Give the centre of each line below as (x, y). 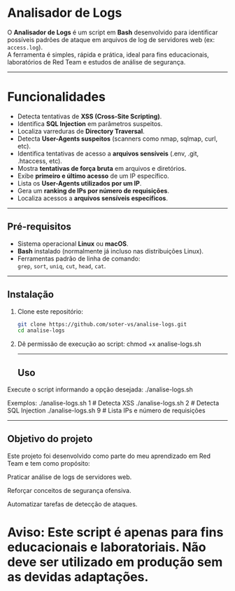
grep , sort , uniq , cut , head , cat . (62, 266)
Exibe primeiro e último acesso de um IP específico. (93, 176)
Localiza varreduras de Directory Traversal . (81, 131)
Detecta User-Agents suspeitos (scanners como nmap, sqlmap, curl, (117, 139)
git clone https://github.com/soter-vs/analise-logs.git (102, 324)
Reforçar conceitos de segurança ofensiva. (69, 490)
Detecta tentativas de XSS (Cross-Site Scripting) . (90, 116)
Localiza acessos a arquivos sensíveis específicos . (92, 198)
